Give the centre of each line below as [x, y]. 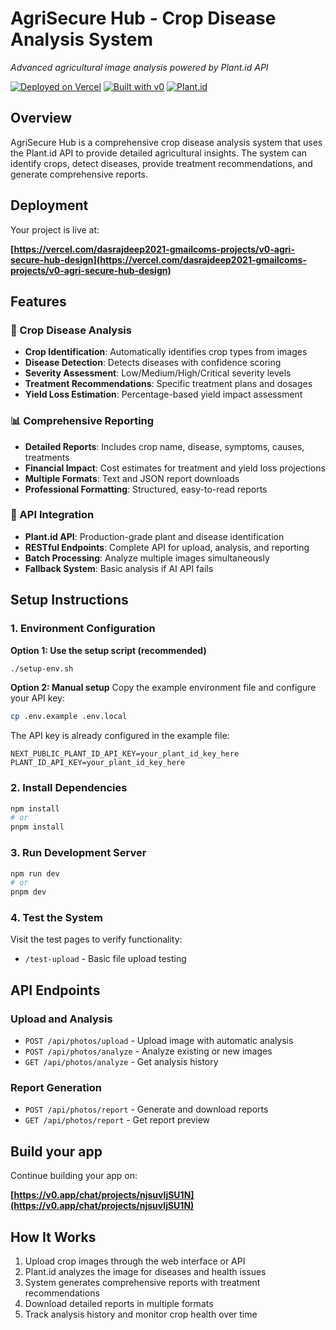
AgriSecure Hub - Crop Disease [143, 18]
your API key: [37, 698]
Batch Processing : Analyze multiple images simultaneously [147, 558]
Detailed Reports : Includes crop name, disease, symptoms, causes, [164, 446]
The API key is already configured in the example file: [120, 736]
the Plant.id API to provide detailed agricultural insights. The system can [159, 153]
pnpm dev [28, 892]
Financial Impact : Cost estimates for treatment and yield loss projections [175, 468]
